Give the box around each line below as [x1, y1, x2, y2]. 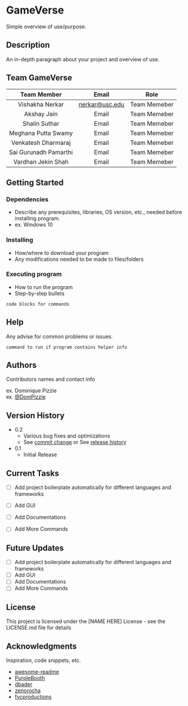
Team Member [20, 90, 62, 98]
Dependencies [6, 195, 49, 203]
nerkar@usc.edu [78, 100, 125, 108]
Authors [6, 360, 37, 370]
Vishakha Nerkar [18, 100, 65, 108]
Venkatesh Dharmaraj [11, 138, 71, 147]
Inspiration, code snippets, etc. [6, 657, 81, 664]
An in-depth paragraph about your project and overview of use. [6, 55, 160, 62]
